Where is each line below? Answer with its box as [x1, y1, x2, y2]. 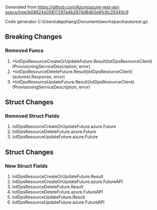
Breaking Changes [5, 32, 62, 41]
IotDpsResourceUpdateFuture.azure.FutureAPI [12, 199, 105, 205]
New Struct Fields [5, 162, 48, 169]
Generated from [5, 4, 37, 10]
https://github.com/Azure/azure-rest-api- [38, 4, 120, 10]
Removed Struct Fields [5, 113, 60, 119]
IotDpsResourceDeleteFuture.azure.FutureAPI [12, 189, 103, 195]
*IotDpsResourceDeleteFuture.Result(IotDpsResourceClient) [12, 68, 133, 74]
